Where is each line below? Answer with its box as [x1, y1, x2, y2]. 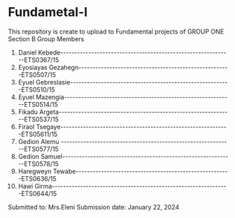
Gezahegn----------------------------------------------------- [48, 63, 228, 71]
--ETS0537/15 [17, 115, 59, 123]
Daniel [17, 48, 37, 57]
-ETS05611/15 [17, 130, 58, 138]
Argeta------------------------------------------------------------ [38, 108, 228, 116]
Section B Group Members [8, 34, 85, 43]
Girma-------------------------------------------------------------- [34, 182, 227, 190]
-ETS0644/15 [17, 189, 57, 198]
